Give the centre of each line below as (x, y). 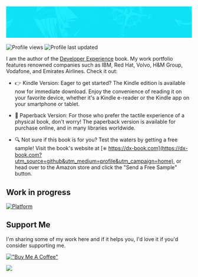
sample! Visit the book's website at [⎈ (61, 149)
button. (23, 174)
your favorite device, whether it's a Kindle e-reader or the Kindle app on (102, 98)
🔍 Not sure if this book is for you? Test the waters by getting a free (96, 140)
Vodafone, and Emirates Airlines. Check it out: (62, 71)
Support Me (28, 225)
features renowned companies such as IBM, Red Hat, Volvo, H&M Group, (95, 65)
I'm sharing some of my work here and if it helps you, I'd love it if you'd (92, 239)
